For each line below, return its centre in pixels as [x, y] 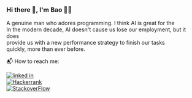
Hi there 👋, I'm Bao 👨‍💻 [39, 10]
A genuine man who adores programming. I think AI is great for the [90, 23]
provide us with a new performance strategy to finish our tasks [86, 43]
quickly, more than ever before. [46, 49]
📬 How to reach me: [33, 61]
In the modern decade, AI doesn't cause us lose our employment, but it [96, 29]
